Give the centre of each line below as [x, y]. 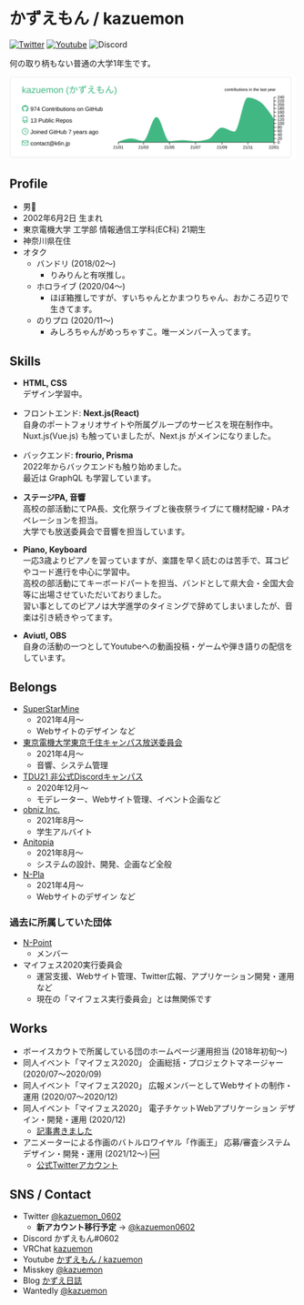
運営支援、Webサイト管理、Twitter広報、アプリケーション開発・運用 [165, 976]
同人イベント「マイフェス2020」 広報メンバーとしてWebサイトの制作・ [157, 1086]
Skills [25, 361]
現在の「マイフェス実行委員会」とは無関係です [124, 999]
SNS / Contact [51, 1194]
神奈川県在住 [46, 241]
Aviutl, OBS [44, 636]
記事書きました [64, 1131]
